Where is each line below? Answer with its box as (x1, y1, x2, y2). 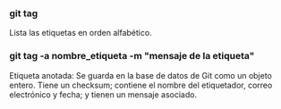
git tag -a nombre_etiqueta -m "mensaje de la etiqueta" (9, 50, 255, 63)
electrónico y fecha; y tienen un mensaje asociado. (9, 88, 198, 100)
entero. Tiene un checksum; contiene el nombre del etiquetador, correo (9, 80, 273, 90)
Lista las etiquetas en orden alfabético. (9, 28, 152, 38)
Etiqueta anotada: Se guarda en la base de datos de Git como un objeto (9, 70, 273, 80)
